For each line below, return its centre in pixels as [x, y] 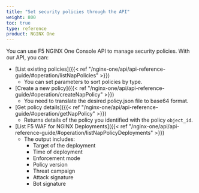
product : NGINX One [31, 34]
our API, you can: [28, 58]
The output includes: [49, 139]
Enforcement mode [57, 158]
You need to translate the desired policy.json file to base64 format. [106, 101]
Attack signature [53, 177]
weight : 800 [21, 17]
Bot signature [49, 184]
